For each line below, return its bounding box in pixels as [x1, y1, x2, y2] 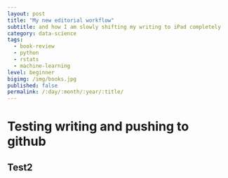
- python [13, 50, 39, 57]
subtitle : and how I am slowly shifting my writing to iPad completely [7, 23, 221, 30]
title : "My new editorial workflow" [7, 17, 114, 24]
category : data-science [7, 29, 77, 37]
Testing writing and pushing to [7, 118, 189, 135]
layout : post [7, 10, 46, 18]
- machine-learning [13, 62, 71, 69]
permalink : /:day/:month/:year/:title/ [7, 88, 124, 95]
